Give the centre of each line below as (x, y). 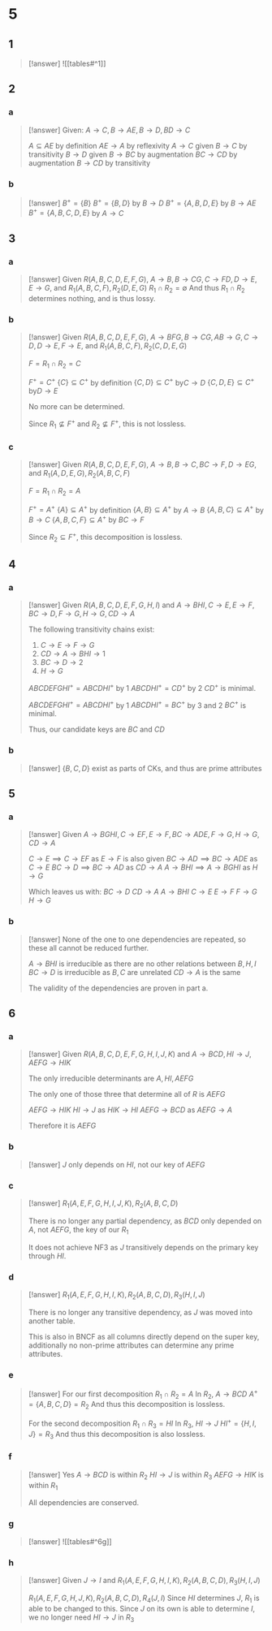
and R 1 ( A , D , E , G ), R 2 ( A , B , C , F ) (79, 474)
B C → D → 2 (62, 662)
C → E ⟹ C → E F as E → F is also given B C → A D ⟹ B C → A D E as (143, 859)
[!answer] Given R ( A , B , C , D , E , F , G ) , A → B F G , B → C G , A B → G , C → (143, 337)
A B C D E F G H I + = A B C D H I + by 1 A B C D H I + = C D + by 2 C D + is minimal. (142, 687)
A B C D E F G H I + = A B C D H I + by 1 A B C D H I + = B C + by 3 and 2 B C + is (137, 705)
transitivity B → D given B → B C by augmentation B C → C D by (133, 154)
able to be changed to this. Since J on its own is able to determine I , (142, 1608)
